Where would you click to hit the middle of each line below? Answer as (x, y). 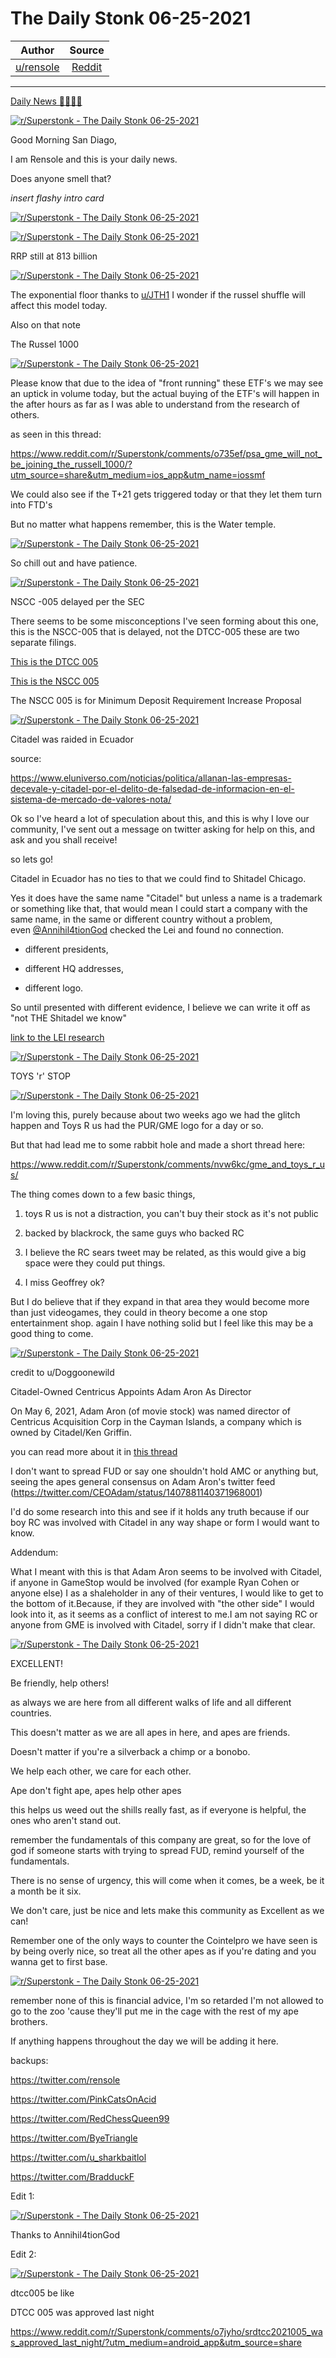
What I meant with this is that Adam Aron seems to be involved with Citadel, (166, 1571)
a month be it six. (46, 1891)
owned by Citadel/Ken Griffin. (71, 1432)
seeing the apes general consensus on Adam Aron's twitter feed (143, 1481)
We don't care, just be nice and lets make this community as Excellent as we (167, 1910)
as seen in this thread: (56, 434)
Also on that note (45, 324)
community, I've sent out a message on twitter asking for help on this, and (163, 829)
